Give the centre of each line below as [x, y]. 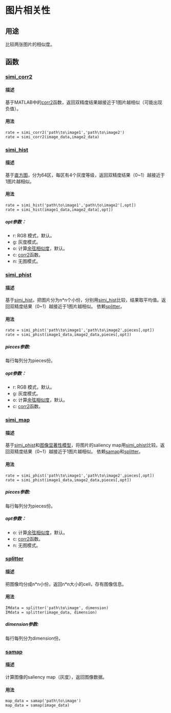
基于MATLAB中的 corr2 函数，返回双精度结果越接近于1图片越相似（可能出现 [84, 102]
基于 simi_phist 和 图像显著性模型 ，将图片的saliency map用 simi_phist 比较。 [83, 445]
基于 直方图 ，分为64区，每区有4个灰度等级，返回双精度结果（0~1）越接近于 [85, 175]
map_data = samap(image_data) [38, 705]
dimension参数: [22, 624]
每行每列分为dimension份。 [34, 638]
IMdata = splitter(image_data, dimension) [51, 612]
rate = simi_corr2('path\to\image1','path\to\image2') [65, 132]
